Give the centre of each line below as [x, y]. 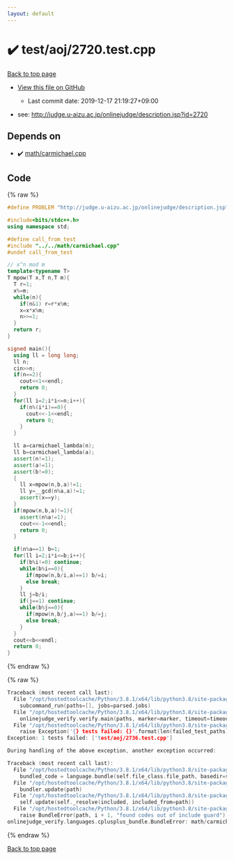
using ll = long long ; [46, 355]
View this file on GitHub [51, 87]
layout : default [31, 14]
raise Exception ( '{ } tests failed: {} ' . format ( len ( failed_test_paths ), [126, 732]
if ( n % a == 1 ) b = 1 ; [37, 549]
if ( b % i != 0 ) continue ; [51, 563]
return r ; [28, 330]
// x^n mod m [26, 265]
